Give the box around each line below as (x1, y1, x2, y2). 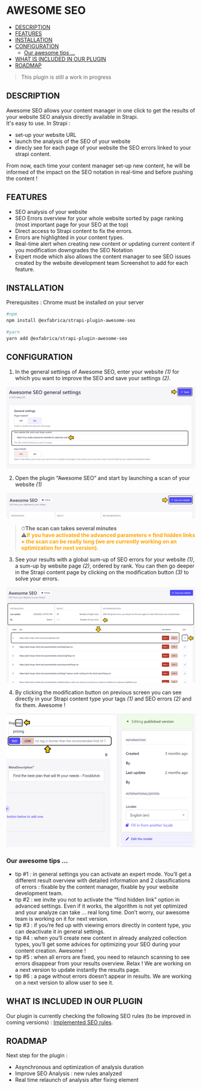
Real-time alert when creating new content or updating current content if (14, 240, 195, 247)
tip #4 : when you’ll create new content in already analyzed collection (14, 934, 187, 941)
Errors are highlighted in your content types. (14, 234, 125, 241)
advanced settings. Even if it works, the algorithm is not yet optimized (14, 902, 188, 909)
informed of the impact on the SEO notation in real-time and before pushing (6, 168, 193, 175)
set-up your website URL (14, 131, 77, 138)
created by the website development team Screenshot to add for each (14, 259, 188, 266)
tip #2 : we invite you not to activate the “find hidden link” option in (14, 896, 180, 903)
